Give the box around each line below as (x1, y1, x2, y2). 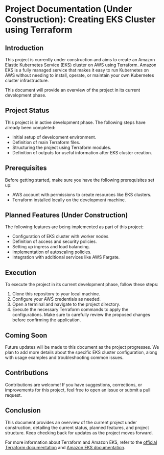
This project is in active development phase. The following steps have (5, 119, 146, 125)
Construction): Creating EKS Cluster (5, 14, 156, 25)
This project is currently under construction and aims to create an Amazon (5, 57, 155, 62)
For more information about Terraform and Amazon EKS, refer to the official (5, 439, 157, 445)
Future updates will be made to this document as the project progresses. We (5, 344, 159, 350)
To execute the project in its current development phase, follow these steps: (5, 282, 158, 287)
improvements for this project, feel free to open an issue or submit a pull (5, 387, 151, 393)
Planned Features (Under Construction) (5, 211, 128, 219)
